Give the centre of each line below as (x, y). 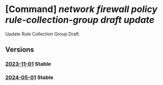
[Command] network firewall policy (81, 9)
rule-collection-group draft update (80, 20)
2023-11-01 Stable (28, 64)
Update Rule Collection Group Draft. (43, 34)
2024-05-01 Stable (29, 77)
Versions (20, 50)
